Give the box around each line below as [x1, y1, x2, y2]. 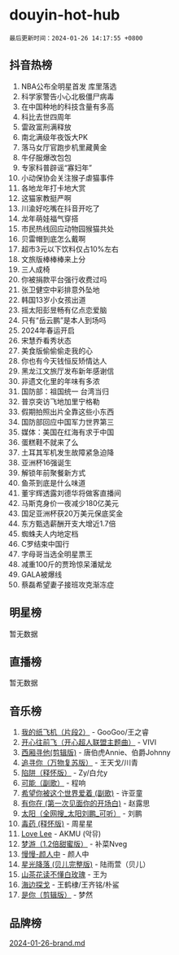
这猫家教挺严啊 [20, 193, 72, 203]
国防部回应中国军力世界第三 [20, 416, 115, 426]
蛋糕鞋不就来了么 [20, 437, 79, 447]
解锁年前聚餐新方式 [20, 468, 86, 477]
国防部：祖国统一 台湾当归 [20, 386, 109, 396]
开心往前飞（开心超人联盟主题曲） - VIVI [20, 738, 157, 748]
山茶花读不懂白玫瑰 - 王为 [20, 870, 108, 879]
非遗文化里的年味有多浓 [20, 376, 100, 386]
